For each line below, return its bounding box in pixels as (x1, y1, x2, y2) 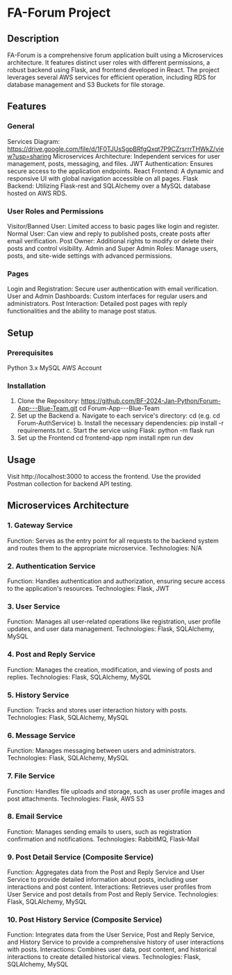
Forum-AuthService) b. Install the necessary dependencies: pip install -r (17, 419, 224, 427)
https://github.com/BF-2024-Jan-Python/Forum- (81, 397, 221, 405)
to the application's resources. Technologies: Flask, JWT (7, 584, 170, 593)
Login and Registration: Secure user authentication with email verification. (7, 285, 219, 293)
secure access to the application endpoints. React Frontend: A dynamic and (7, 167, 224, 175)
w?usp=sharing (7, 151, 52, 161)
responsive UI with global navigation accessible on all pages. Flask (7, 174, 199, 182)
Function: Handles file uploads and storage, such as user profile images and (7, 787, 225, 795)
